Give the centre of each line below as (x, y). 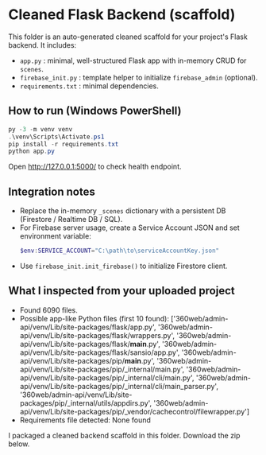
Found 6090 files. (48, 310)
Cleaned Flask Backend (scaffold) (122, 15)
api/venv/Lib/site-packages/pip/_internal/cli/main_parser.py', (119, 386)
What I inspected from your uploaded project (122, 291)
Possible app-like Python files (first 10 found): (94, 318)
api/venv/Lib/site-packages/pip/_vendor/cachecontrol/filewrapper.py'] (135, 411)
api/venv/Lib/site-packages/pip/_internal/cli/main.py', (107, 377)
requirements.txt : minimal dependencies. (89, 86)
